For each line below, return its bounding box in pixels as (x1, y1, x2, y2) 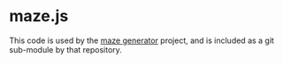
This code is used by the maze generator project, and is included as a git (9, 35, 274, 46)
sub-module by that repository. (9, 44, 122, 54)
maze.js (9, 6, 69, 26)
